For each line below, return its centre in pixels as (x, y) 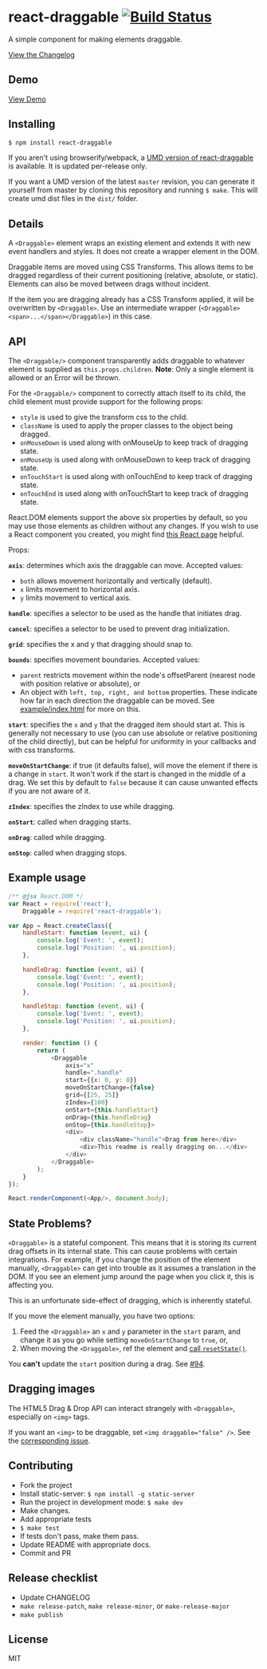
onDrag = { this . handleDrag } (108, 1117)
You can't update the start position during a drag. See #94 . (107, 1364)
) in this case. (130, 316)
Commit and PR (45, 1552)
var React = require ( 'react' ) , (60, 904)
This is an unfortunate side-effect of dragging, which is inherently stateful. (130, 1301)
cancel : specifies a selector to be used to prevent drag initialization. (119, 629)
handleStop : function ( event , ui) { (84, 1006)
